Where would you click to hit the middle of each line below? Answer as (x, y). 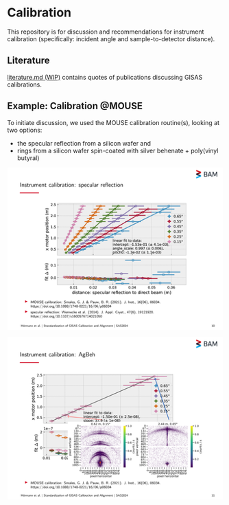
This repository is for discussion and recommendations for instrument (106, 32)
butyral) (28, 158)
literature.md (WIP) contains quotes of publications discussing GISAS (105, 77)
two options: (25, 130)
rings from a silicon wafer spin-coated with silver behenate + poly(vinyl (118, 150)
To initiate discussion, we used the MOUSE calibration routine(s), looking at (113, 122)
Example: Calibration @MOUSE (75, 106)
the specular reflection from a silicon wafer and (84, 143)
